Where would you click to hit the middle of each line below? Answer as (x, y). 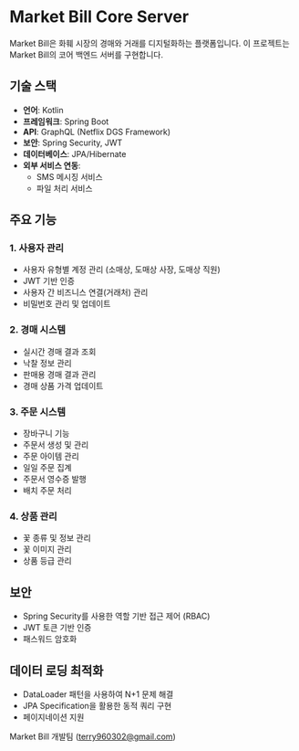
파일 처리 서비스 (64, 188)
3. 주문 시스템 (38, 411)
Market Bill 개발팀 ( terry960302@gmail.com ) (93, 736)
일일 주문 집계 (47, 468)
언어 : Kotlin (43, 110)
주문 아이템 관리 (51, 456)
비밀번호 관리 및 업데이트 (67, 304)
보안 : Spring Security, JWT (72, 143)
